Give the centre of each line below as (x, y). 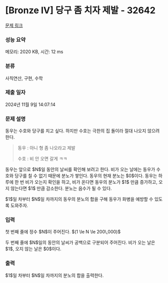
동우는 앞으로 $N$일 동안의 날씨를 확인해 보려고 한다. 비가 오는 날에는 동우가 (80, 170)
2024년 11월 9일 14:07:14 (30, 104)
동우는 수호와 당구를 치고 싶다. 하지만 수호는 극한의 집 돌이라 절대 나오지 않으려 (82, 131)
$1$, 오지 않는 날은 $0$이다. (33, 249)
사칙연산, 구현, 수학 (24, 78)
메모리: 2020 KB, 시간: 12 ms (34, 52)
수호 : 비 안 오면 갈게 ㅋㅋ (42, 159)
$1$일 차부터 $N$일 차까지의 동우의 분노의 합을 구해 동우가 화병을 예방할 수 (79, 199)
